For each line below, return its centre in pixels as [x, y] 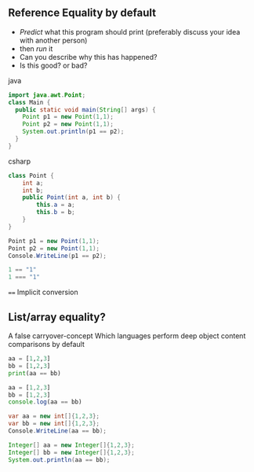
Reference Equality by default [82, 13]
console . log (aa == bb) [45, 402]
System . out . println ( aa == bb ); [59, 459]
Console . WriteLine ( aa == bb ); [58, 431]
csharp [20, 161]
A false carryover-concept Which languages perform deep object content [127, 336]
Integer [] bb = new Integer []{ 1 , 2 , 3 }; [71, 452]
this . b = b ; [56, 212]
